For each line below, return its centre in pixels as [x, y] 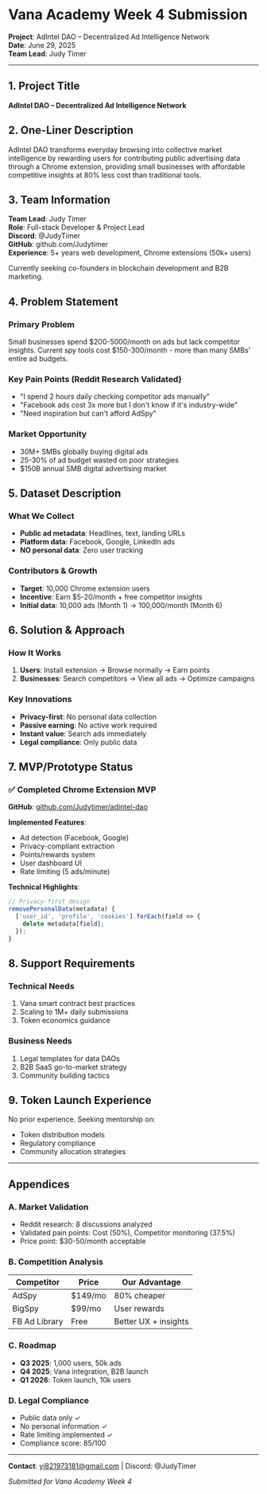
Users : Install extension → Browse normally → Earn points [115, 670]
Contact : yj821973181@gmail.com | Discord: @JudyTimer [103, 1465]
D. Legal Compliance [49, 1400]
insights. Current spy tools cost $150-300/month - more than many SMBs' [130, 350]
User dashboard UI [50, 863]
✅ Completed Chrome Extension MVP [82, 790]
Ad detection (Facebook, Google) [74, 838]
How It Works [35, 653]
